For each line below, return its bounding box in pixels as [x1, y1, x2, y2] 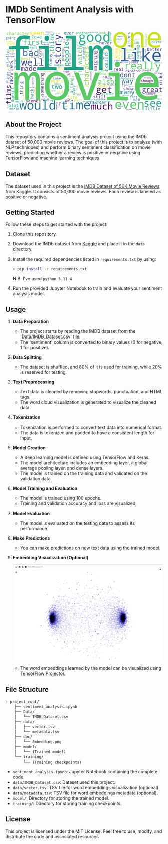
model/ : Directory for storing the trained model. [12, 795, 109, 801]
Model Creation [12, 445, 46, 451]
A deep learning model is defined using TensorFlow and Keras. [20, 454, 150, 461]
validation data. [20, 476, 52, 482]
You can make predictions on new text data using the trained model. [20, 545, 161, 551]
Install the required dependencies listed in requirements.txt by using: [12, 256, 156, 262]
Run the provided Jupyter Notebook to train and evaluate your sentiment [12, 285, 162, 291]
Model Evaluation [12, 511, 50, 517]
